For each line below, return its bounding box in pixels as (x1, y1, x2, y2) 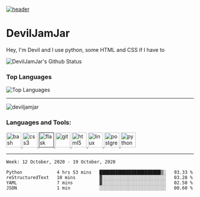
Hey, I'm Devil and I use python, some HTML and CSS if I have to (6, 46, 165, 53)
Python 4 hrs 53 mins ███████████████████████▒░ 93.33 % (6, 169, 193, 176)
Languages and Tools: (6, 118, 71, 127)
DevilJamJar (6, 27, 70, 40)
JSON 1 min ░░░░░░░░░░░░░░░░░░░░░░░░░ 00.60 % (6, 185, 193, 191)
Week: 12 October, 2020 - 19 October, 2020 (6, 159, 116, 165)
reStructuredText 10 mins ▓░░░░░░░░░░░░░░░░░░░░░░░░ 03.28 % (6, 174, 193, 180)
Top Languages (6, 72, 52, 81)
